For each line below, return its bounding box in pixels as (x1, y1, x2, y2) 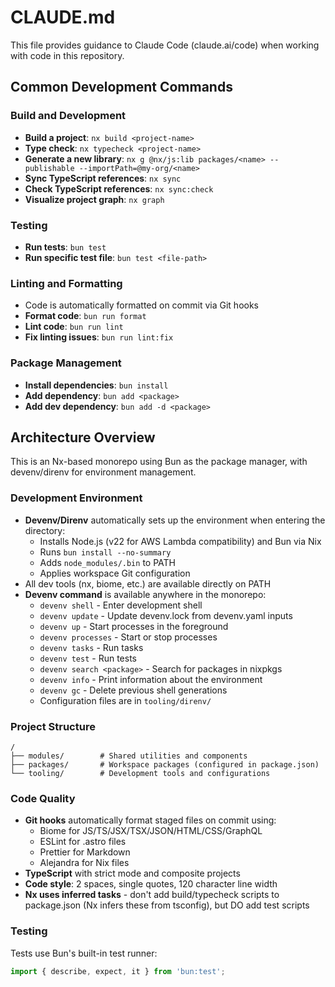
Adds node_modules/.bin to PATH (39, 556, 176, 568)
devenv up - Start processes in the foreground (39, 620, 229, 632)
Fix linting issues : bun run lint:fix (24, 331, 174, 343)
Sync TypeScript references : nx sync (24, 172, 182, 184)
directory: (24, 524, 66, 536)
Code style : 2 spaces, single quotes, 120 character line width (24, 878, 278, 890)
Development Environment (10, 491, 143, 505)
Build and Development (10, 109, 127, 123)
